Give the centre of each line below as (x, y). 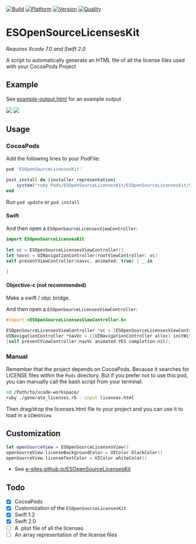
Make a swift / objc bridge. (38, 298)
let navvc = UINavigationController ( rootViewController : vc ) (82, 255)
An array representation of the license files (66, 535)
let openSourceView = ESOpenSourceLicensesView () (68, 447)
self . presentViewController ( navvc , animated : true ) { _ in (79, 261)
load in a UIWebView (29, 415)
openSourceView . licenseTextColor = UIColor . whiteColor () (77, 458)
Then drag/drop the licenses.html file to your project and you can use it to (95, 409)
